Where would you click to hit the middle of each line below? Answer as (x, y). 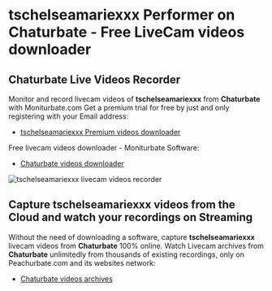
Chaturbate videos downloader (72, 163)
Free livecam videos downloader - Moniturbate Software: (104, 148)
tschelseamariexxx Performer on (122, 15)
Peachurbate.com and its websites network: (82, 263)
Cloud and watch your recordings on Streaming (131, 217)
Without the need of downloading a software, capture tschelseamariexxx (132, 237)
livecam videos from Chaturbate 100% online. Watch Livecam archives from (136, 245)
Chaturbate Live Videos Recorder (95, 79)
